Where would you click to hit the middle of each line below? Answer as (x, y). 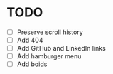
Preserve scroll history (50, 32)
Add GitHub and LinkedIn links (61, 48)
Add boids (32, 64)
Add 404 (30, 40)
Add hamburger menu (49, 56)
